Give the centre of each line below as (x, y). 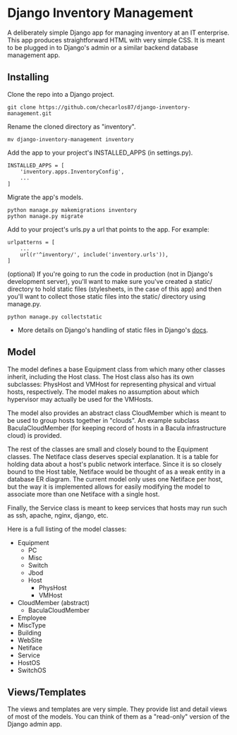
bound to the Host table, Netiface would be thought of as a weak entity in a (116, 472)
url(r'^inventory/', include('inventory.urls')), (95, 255)
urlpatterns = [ (31, 242)
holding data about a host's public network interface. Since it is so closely (115, 464)
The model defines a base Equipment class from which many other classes (116, 369)
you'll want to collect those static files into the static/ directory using (107, 296)
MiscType (31, 625)
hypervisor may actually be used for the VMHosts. (80, 399)
